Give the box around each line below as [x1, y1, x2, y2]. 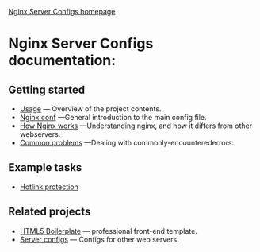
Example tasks [8, 161, 82, 174]
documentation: [8, 52, 117, 70]
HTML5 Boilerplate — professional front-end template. [19, 226, 198, 235]
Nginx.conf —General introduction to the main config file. [19, 113, 208, 122]
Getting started [8, 83, 86, 96]
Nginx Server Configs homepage [8, 7, 116, 16]
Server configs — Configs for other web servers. [19, 235, 180, 244]
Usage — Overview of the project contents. [19, 104, 162, 114]
